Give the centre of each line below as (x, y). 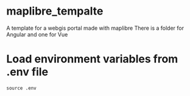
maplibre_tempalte (55, 11)
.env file (27, 72)
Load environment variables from (92, 59)
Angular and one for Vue (37, 34)
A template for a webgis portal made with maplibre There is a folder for (95, 28)
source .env (21, 88)
